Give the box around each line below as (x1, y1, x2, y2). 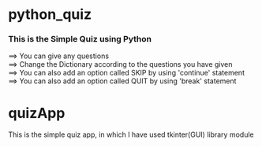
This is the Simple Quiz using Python (8, 34, 152, 45)
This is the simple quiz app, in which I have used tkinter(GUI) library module (8, 130, 254, 139)
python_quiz (8, 6, 92, 24)
